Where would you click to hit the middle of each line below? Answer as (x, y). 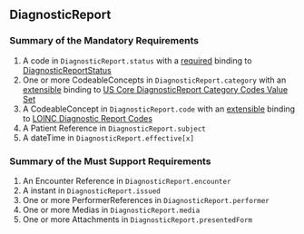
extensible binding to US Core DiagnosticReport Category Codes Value (155, 89)
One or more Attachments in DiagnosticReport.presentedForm (137, 219)
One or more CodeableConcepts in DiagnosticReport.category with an (154, 80)
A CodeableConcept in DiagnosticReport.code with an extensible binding (159, 109)
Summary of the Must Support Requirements (110, 161)
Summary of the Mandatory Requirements (104, 41)
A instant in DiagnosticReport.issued (91, 190)
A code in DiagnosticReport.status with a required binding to (137, 60)
